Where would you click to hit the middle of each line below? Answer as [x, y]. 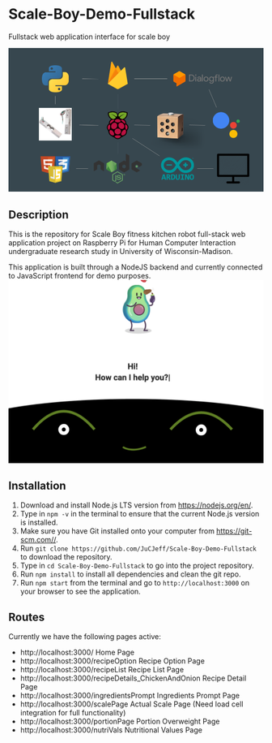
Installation [37, 485]
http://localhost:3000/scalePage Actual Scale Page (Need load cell [132, 704]
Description [38, 215]
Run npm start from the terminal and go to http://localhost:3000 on [134, 583]
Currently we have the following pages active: [85, 637]
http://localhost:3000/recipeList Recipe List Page [102, 670]
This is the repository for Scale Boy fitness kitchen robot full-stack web [127, 234]
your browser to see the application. [81, 592]
